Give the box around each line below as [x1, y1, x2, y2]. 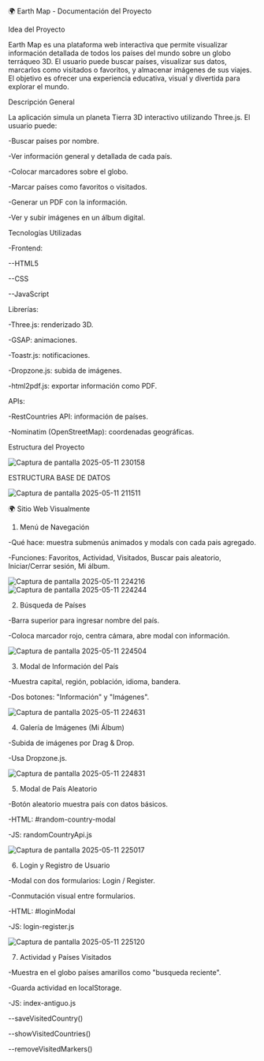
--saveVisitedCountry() [8, 1014, 84, 1023]
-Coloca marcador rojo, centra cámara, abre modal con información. [8, 631, 230, 640]
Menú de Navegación [19, 522, 90, 532]
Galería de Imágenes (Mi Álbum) [19, 723, 125, 732]
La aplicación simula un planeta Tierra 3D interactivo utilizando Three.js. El [8, 113, 251, 122]
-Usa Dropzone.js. [8, 754, 68, 762]
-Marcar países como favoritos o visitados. [8, 182, 147, 191]
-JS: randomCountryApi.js [8, 830, 92, 839]
